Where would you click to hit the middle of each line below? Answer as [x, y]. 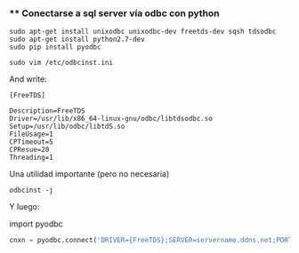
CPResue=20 [29, 150]
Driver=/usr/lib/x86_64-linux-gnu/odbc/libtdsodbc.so [111, 119]
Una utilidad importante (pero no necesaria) [89, 174]
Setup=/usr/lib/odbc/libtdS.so [67, 127]
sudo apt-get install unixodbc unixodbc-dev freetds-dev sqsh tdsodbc [143, 32]
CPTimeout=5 [31, 142]
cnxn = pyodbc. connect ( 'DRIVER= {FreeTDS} [87, 241]
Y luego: [24, 207]
